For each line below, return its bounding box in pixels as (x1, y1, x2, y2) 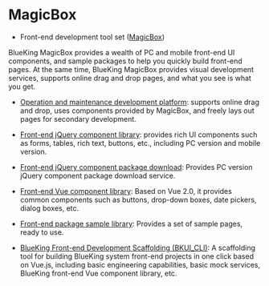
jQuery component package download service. (19, 171, 176, 180)
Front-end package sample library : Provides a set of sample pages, (19, 219, 243, 228)
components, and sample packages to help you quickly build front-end (8, 56, 243, 66)
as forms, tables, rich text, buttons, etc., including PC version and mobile (19, 138, 261, 147)
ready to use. (19, 227, 64, 237)
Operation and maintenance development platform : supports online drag (19, 97, 259, 107)
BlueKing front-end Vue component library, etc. (19, 268, 177, 278)
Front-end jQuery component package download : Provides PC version (19, 162, 253, 171)
